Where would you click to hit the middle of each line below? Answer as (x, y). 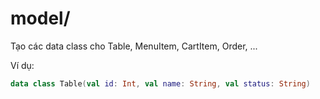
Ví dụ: (22, 65)
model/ (40, 18)
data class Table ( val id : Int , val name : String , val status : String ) (160, 83)
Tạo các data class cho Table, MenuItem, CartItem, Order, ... (134, 46)
